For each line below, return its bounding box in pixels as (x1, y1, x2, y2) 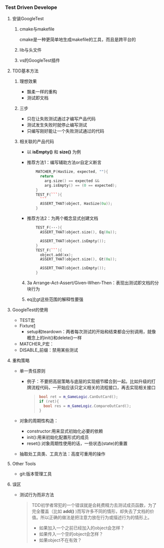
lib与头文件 (19, 47, 42, 53)
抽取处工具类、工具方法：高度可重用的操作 (19, 451, 106, 457)
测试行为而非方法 (19, 491, 54, 497)
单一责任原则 (19, 368, 46, 374)
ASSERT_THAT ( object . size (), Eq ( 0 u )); (40, 230, 117, 235)
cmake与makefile (19, 26, 55, 32)
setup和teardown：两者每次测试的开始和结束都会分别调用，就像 (26, 329, 156, 335)
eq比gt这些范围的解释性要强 (26, 296, 84, 302)
